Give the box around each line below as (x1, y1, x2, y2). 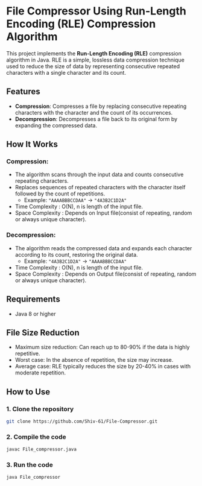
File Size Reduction (6, 327, 80, 338)
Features (6, 86, 40, 97)
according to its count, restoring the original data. (14, 251, 138, 258)
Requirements (6, 294, 60, 305)
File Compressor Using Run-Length (6, 4, 187, 18)
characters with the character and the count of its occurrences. (14, 109, 173, 116)
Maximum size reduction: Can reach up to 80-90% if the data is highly (14, 344, 190, 351)
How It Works (6, 139, 58, 150)
